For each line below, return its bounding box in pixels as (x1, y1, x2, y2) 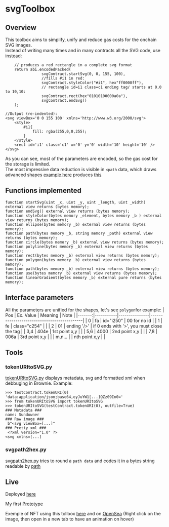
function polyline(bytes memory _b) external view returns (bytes (5, 244, 148, 249)
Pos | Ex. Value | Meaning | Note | (5, 312, 75, 318)
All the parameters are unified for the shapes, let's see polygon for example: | (5, 307, 164, 313)
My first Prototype (5, 501, 43, 507)
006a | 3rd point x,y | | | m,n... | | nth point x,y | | (5, 334, 106, 340)
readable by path (5, 463, 41, 469)
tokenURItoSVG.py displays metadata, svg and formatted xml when (5, 375, 145, 381)
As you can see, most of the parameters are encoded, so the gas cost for (5, 155, 158, 161)
